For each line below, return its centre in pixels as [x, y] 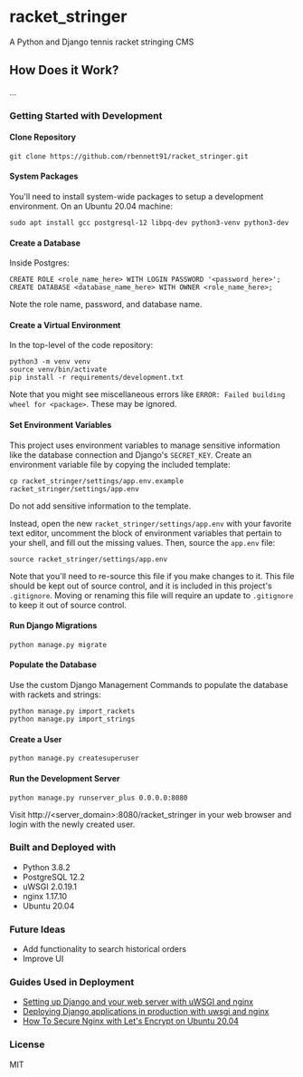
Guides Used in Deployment [72, 983]
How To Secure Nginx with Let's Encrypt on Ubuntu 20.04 [131, 1021]
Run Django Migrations [53, 626]
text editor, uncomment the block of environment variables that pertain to [146, 533]
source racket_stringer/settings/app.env [89, 559]
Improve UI [43, 959]
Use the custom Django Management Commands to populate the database [149, 685]
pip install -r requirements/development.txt [96, 378]
